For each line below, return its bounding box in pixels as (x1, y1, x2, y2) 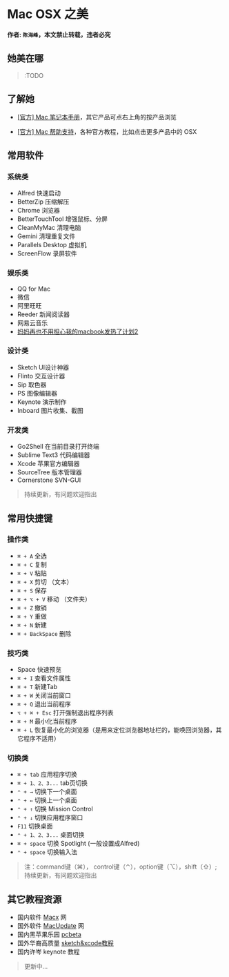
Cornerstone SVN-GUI (17, 476, 81, 484)
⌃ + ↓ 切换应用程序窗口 (17, 813, 83, 822)
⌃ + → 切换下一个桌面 (17, 788, 77, 796)
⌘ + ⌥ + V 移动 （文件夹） (17, 594, 92, 603)
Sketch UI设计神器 (17, 363, 70, 371)
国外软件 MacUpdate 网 (17, 922, 85, 930)
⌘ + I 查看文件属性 (17, 674, 71, 682)
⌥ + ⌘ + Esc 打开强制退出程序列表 (17, 708, 114, 717)
